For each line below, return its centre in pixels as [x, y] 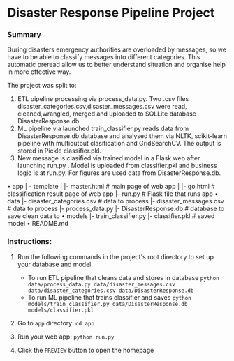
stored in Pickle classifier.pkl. [59, 151]
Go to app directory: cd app [56, 323]
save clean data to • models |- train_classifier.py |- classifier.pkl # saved [111, 216]
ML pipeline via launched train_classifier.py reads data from [103, 129]
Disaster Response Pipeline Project [111, 13]
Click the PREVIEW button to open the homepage [86, 350]
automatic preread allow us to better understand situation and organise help [116, 65]
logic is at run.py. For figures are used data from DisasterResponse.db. [119, 173]
